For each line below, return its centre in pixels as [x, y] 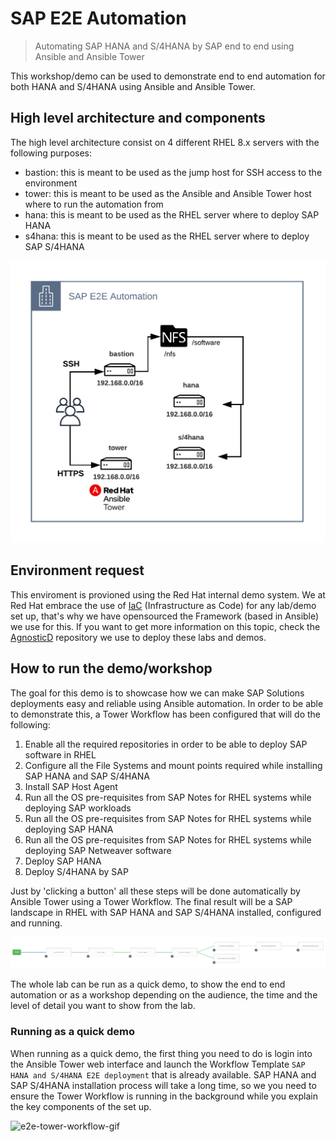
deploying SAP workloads [78, 808]
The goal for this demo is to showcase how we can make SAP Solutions [157, 693]
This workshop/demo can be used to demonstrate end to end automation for [168, 76]
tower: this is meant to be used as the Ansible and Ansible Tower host [168, 193]
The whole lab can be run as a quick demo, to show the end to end [148, 984]
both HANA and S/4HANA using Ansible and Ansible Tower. [133, 86]
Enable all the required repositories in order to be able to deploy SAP [166, 744]
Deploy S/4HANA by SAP [76, 871]
